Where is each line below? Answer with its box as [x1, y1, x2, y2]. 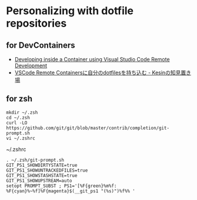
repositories [6, 17, 67, 30]
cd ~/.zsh [6, 114, 31, 120]
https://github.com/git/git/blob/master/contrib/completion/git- [6, 125, 169, 131]
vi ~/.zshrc [6, 135, 35, 141]
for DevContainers [6, 40, 75, 50]
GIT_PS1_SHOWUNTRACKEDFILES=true [6, 167, 88, 173]
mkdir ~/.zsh [6, 109, 38, 116]
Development [14, 62, 48, 69]
